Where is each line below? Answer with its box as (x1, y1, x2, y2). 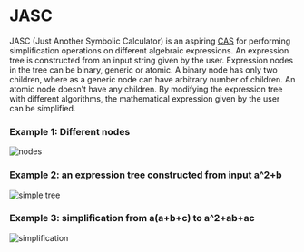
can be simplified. (9, 102, 76, 113)
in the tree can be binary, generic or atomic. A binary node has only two (9, 64, 279, 75)
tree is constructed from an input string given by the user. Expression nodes (9, 54, 293, 65)
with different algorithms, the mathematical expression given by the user (9, 92, 280, 104)
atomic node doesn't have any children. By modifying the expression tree (9, 83, 283, 94)
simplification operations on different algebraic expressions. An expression (9, 44, 289, 55)
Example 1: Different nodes (9, 125, 131, 138)
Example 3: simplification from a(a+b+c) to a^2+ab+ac (9, 212, 256, 225)
